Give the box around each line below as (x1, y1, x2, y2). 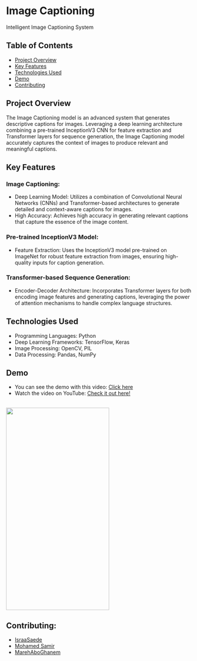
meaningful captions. (6, 145, 58, 152)
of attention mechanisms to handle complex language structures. (14, 299, 172, 307)
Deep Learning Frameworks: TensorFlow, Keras (14, 338, 130, 346)
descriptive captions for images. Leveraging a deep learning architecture (6, 120, 183, 127)
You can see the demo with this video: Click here (14, 384, 133, 391)
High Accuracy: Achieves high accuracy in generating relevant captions (14, 212, 188, 219)
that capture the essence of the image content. (14, 218, 129, 225)
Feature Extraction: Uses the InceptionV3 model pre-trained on (14, 246, 168, 254)
